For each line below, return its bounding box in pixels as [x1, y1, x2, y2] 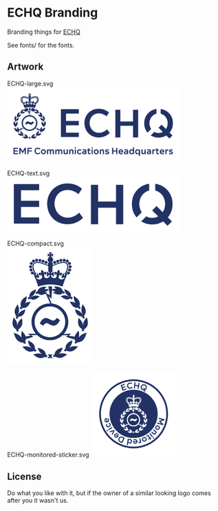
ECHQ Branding [7, 5, 98, 21]
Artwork [7, 61, 44, 73]
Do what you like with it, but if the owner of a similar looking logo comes [7, 489, 211, 497]
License [7, 470, 42, 482]
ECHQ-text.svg [7, 169, 50, 177]
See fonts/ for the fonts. [7, 41, 75, 49]
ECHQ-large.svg [7, 79, 54, 88]
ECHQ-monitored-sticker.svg [7, 450, 89, 459]
